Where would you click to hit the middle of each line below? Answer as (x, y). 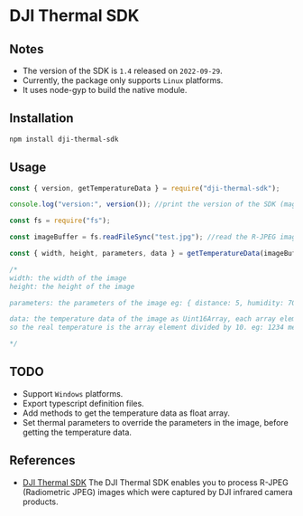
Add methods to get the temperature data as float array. (126, 413)
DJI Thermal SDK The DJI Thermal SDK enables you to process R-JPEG (155, 482)
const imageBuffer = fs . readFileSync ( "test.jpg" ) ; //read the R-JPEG (143, 237)
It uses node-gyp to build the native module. (105, 90)
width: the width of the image (68, 278)
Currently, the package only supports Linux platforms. (123, 80)
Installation (41, 118)
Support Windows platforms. (73, 393)
